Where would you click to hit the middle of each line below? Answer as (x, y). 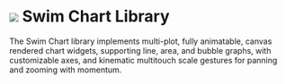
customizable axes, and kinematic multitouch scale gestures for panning (143, 60)
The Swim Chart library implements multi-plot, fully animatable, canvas (141, 41)
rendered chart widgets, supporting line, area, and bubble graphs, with (140, 50)
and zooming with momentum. (66, 70)
